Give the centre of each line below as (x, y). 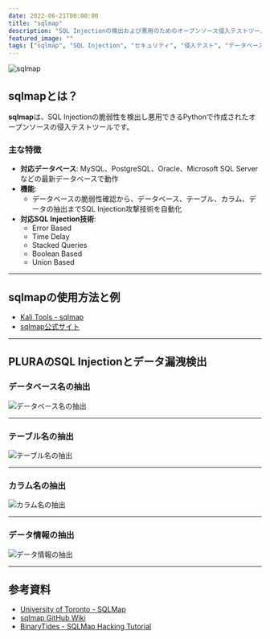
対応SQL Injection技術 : (58, 219)
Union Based (53, 262)
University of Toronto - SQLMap (73, 609)
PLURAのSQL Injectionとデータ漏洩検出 (108, 362)
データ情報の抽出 (41, 535)
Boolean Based (57, 254)
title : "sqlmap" (35, 23)
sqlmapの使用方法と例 (64, 297)
